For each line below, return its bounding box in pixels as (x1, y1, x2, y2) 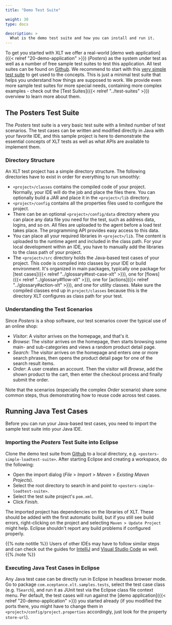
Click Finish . (12, 499, 39, 505)
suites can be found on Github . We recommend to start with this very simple (5, 66, 166, 72)
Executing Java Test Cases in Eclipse (5, 564, 100, 571)
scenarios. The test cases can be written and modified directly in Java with (5, 127, 164, 134)
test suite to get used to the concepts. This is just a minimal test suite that (5, 71, 161, 78)
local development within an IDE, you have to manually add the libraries (12, 244, 164, 250)
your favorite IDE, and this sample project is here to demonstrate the (5, 133, 150, 139)
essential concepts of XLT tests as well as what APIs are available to (5, 138, 150, 144)
